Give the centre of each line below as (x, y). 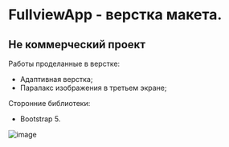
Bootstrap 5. (40, 119)
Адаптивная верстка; (56, 79)
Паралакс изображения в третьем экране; (93, 88)
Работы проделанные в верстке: (64, 63)
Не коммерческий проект (77, 45)
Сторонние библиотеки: (49, 103)
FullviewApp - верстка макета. (115, 15)
